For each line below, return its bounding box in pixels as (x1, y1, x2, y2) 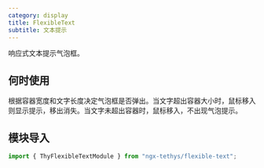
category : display (8, 11, 68, 20)
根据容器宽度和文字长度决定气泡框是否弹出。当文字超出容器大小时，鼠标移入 (8, 96, 256, 106)
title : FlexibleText (8, 19, 76, 27)
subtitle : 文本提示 (8, 26, 68, 34)
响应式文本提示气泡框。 (8, 49, 84, 58)
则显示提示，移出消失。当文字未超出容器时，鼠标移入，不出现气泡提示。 (8, 106, 242, 115)
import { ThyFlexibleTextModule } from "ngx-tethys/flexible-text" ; (8, 152, 237, 160)
